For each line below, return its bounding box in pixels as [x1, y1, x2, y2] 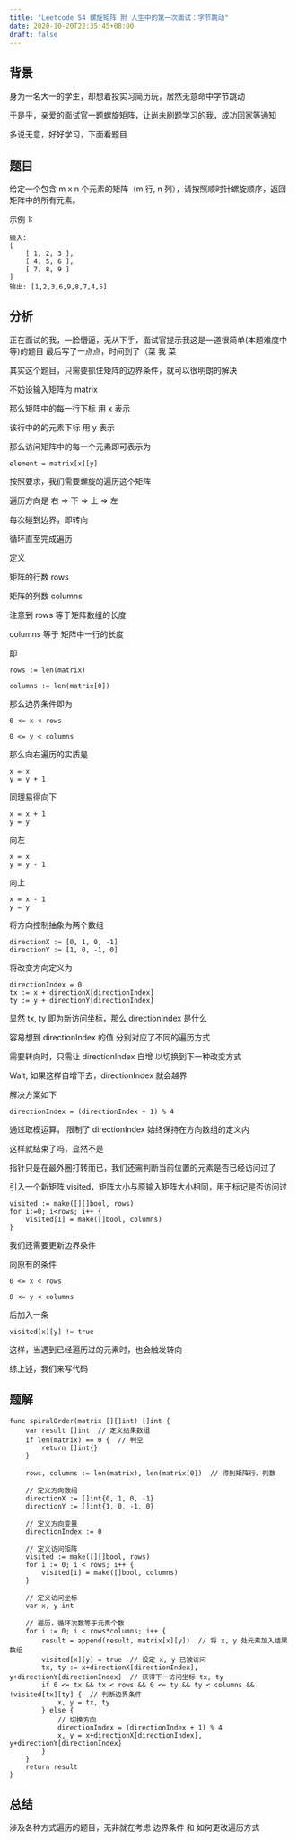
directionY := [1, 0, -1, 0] [9, 945, 118, 954]
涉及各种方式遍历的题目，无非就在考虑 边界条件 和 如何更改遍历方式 [9, 1822, 260, 1833]
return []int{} [41, 1443, 99, 1452]
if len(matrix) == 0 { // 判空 [25, 1435, 144, 1445]
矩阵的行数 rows [9, 571, 69, 582]
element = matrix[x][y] [9, 459, 99, 468]
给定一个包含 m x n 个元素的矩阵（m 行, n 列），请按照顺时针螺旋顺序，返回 [9, 183, 287, 194]
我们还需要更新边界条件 [9, 1239, 96, 1250]
